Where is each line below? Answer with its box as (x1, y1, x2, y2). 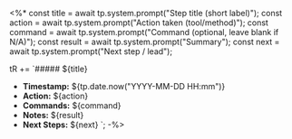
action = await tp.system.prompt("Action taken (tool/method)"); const (9, 17, 269, 28)
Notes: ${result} (22, 110, 84, 120)
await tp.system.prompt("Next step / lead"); (9, 46, 173, 57)
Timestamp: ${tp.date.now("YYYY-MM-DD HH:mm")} (22, 81, 226, 91)
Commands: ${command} (22, 100, 122, 111)
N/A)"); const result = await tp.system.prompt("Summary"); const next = (9, 36, 280, 47)
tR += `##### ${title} (9, 63, 88, 74)
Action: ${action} (22, 90, 89, 101)
